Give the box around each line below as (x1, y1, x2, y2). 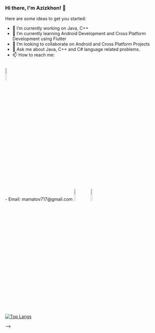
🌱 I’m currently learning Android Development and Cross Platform (12, 31, 146, 37)
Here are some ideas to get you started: (5, 16, 87, 22)
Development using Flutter (12, 36, 67, 42)
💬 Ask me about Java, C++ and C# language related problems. (12, 47, 140, 53)
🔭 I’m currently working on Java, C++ (12, 25, 89, 31)
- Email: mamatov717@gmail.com (5, 196, 73, 202)
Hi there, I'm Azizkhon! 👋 (5, 4, 66, 11)
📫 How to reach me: (12, 52, 55, 58)
